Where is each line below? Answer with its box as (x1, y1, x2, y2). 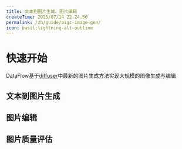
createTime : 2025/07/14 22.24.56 (6, 14, 88, 20)
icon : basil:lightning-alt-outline (6, 25, 93, 31)
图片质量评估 (6, 134, 53, 144)
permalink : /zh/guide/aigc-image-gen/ (6, 19, 101, 25)
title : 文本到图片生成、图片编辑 (6, 8, 77, 15)
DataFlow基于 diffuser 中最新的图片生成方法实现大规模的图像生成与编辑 (6, 72, 176, 79)
